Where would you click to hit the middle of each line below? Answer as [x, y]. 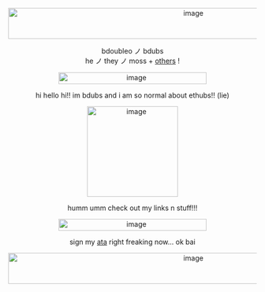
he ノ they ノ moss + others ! [132, 61]
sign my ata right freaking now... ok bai [132, 242]
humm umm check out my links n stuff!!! [132, 208]
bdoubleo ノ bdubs [132, 51]
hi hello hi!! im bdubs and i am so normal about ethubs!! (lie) [132, 95]
